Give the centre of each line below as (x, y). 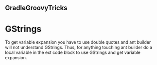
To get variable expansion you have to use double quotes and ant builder (78, 42)
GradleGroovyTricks (36, 8)
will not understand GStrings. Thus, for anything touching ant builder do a (78, 48)
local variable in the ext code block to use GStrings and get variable (73, 52)
